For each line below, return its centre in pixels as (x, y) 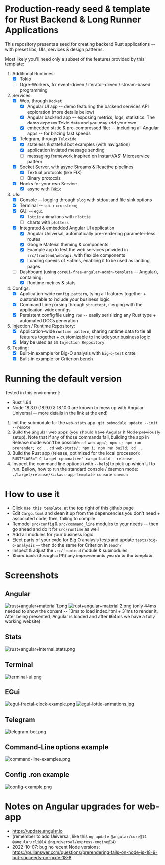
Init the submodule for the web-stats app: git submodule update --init (85, 422)
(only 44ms (144, 606)
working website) (23, 621)
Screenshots (32, 576)
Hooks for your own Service (48, 183)
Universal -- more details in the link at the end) (60, 413)
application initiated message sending (66, 150)
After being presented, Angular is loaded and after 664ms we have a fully (80, 616)
